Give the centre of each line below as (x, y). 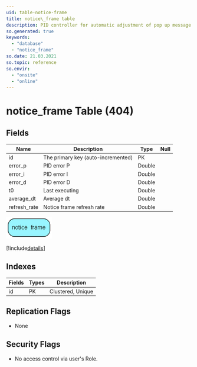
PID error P (57, 166)
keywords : (18, 38)
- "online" (25, 81)
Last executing (61, 190)
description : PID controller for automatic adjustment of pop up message (99, 25)
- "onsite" (25, 75)
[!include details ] (26, 248)
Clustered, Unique (71, 291)
